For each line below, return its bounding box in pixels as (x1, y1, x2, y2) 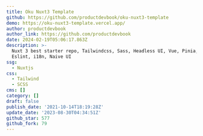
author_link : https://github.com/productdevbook (6, 31, 131, 37)
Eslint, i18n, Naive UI (11, 54, 71, 60)
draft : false (6, 98, 39, 104)
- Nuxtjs (11, 64, 34, 71)
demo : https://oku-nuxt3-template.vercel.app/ (6, 20, 126, 26)
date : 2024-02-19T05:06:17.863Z (6, 37, 88, 43)
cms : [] (6, 87, 26, 93)
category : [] (6, 93, 39, 99)
